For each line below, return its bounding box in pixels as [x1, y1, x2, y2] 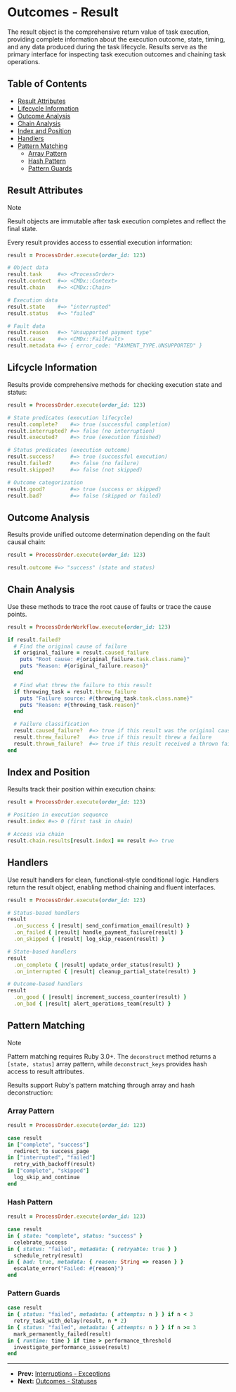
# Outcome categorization [7, 479, 83, 486]
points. [7, 610, 27, 618]
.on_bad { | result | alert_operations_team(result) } [13, 1000, 171, 1007]
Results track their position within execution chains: [7, 785, 156, 794]
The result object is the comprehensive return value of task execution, [7, 27, 211, 36]
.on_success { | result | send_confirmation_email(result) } [13, 923, 190, 930]
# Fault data [7, 322, 46, 330]
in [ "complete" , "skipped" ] [7, 1167, 90, 1174]
